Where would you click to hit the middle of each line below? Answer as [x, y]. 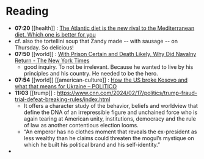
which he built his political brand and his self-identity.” [92, 144]
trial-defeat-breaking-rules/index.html [62, 99]
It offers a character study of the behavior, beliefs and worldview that [111, 105]
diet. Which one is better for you [55, 34]
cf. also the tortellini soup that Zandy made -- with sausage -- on [96, 41]
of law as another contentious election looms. [81, 125]
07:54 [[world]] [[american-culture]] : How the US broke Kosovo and [101, 80]
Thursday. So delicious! [44, 48]
